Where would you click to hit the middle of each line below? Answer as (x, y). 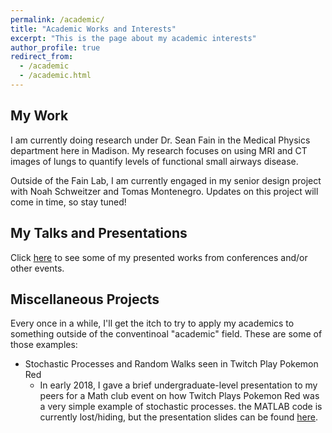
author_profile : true (55, 47)
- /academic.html (55, 76)
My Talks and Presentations (99, 233)
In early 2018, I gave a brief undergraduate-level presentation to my (178, 385)
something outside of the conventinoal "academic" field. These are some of (166, 334)
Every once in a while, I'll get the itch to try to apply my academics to (152, 323)
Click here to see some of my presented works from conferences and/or (159, 257)
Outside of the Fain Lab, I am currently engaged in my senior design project (166, 180)
